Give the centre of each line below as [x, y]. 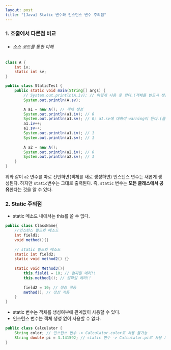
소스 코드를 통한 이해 [33, 47]
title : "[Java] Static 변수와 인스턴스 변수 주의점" [56, 15]
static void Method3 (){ [40, 269]
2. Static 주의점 [24, 204]
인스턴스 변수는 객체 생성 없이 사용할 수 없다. [57, 319]
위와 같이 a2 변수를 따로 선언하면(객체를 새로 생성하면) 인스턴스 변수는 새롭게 [81, 177]
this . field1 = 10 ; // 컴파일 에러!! [60, 273]
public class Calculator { [34, 328]
